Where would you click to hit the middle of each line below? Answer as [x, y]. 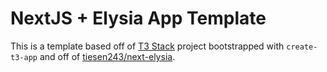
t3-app [24, 57]
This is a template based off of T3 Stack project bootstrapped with [147, 46]
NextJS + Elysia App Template [138, 18]
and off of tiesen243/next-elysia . [107, 56]
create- [302, 47]
